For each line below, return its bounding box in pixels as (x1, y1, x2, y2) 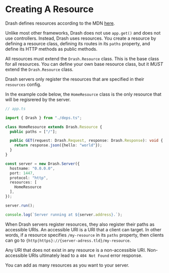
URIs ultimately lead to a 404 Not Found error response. (28, 252, 142, 258)
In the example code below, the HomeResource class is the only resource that (5, 91, 162, 97)
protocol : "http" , (10, 175, 49, 180)
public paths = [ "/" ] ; (10, 129, 57, 134)
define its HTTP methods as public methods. (5, 46, 98, 52)
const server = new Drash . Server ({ (5, 161, 80, 166)
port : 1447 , (10, 170, 35, 175)
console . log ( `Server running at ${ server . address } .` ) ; (5, 212, 123, 217)
